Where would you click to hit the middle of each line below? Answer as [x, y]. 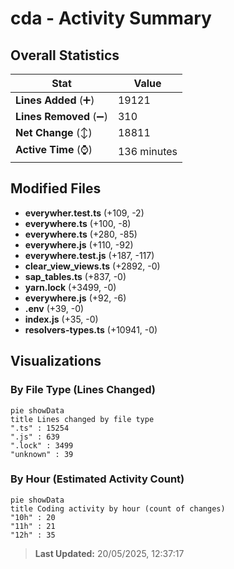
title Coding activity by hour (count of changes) [118, 508]
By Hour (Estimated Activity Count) [97, 479]
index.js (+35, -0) [61, 319]
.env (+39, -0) [54, 308]
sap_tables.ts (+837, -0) [75, 276]
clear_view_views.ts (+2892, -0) [92, 266]
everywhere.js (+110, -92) [79, 244]
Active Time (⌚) [54, 149]
